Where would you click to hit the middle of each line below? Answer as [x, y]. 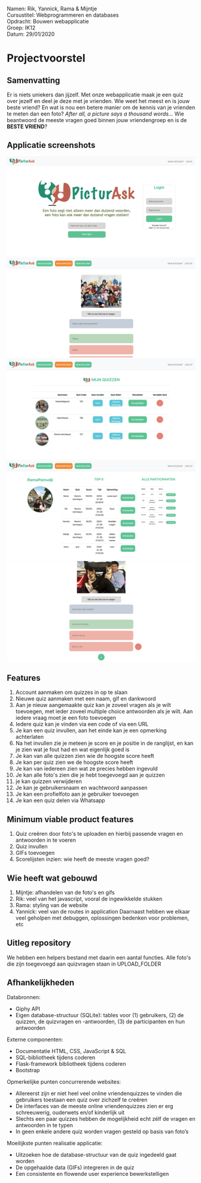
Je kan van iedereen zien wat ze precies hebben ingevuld [86, 769]
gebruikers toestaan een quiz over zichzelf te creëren [81, 1099]
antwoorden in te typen [44, 1125]
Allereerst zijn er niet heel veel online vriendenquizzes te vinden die [99, 1093]
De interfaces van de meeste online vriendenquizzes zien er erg [94, 1106]
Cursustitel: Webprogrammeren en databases [63, 15]
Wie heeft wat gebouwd [52, 878]
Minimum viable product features [70, 819]
